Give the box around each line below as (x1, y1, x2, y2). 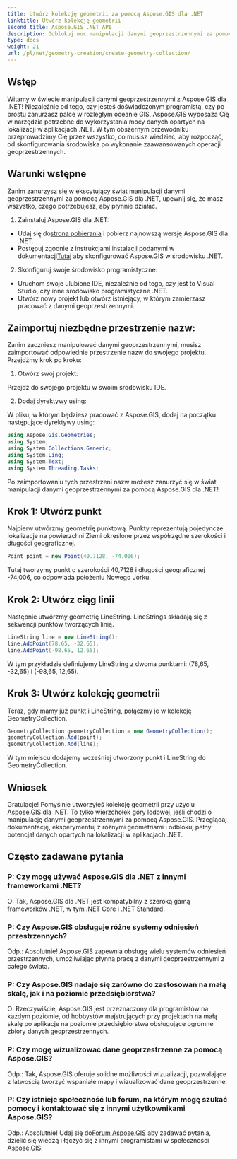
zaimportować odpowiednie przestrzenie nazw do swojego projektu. (7, 348, 207, 357)
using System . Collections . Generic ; (7, 445, 112, 453)
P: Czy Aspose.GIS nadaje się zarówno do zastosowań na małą (7, 979, 226, 989)
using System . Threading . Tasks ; (7, 465, 99, 472)
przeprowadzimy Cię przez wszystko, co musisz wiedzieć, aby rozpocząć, (7, 132, 224, 141)
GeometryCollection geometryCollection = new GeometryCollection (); (7, 728, 213, 735)
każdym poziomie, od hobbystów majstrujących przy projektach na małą (7, 1012, 218, 1020)
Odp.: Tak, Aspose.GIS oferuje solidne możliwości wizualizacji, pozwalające (7, 1069, 227, 1078)
